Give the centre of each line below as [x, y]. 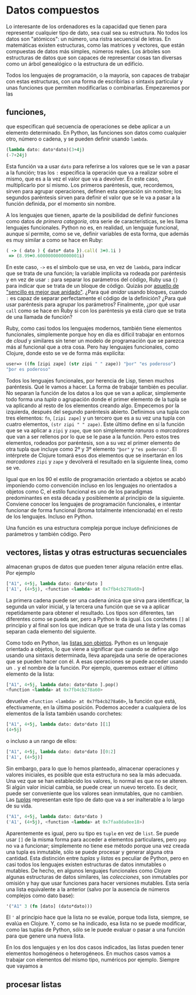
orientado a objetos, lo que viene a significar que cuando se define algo [92, 649]
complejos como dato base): [40, 895]
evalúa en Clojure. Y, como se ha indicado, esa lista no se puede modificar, [96, 924]
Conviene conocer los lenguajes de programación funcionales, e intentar [93, 504]
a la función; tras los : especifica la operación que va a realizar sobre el [92, 172]
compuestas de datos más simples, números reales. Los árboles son [88, 51]
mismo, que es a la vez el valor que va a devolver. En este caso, [83, 179]
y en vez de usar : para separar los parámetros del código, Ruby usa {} [92, 280]
